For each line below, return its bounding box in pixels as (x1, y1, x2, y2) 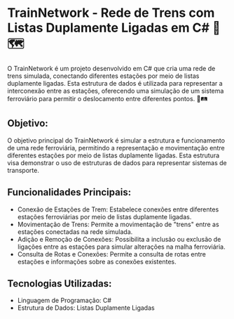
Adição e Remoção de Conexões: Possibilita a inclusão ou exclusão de (17, 235, 221, 243)
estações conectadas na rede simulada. (17, 227, 133, 236)
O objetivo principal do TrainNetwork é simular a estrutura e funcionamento (7, 136, 226, 145)
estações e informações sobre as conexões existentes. (17, 257, 177, 266)
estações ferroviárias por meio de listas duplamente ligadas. (17, 212, 192, 221)
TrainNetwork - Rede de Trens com (7, 5, 215, 21)
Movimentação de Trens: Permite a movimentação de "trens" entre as (17, 220, 219, 228)
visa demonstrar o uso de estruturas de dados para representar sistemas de (7, 158, 227, 167)
